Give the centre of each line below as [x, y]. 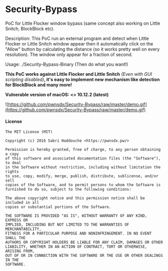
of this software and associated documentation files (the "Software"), [83, 158]
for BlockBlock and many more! [39, 85]
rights [12, 172]
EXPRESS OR [17, 221]
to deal [13, 163]
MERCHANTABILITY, [23, 229]
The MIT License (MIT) [29, 132]
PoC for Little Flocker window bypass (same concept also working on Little [83, 23]
